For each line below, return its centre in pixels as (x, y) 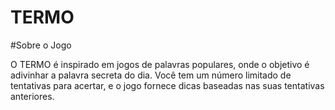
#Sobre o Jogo (41, 45)
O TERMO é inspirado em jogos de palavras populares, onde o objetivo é (160, 64)
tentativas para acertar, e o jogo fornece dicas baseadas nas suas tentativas (167, 85)
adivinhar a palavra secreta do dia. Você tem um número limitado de (151, 75)
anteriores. (32, 96)
